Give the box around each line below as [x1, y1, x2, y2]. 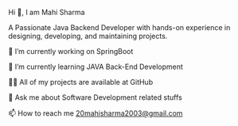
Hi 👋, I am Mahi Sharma [8, 8, 85, 17]
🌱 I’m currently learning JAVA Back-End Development [8, 62, 183, 71]
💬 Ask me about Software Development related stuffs [8, 93, 183, 102]
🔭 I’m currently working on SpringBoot [8, 47, 134, 55]
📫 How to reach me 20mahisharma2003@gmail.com [8, 109, 183, 118]
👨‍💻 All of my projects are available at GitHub [8, 78, 154, 86]
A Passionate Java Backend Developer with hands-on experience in [8, 23, 231, 32]
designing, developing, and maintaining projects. [8, 32, 168, 40]
